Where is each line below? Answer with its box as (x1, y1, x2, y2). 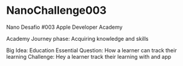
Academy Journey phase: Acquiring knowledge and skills (6, 35, 149, 42)
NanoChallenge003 (6, 4, 107, 17)
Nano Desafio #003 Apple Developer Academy (6, 23, 123, 31)
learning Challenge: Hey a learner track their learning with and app (6, 53, 172, 60)
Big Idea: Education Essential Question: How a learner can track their (6, 46, 177, 54)
